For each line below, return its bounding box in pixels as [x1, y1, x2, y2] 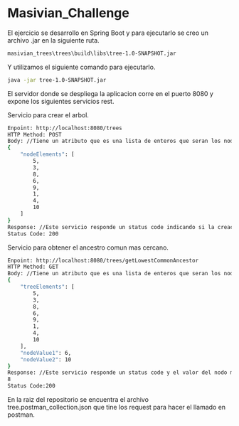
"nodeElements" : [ [20, 151, 75, 158]
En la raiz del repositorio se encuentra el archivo [7, 395, 149, 404]
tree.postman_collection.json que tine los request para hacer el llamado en [7, 403, 226, 412]
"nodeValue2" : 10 [20, 356, 72, 363]
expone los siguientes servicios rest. [7, 97, 115, 105]
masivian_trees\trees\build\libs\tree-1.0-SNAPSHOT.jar [7, 50, 176, 57]
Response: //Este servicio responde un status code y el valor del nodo [7, 369, 228, 376]
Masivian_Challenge [7, 5, 129, 21]
